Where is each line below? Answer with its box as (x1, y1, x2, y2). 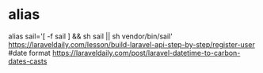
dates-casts (8, 57, 48, 66)
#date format (8, 48, 51, 57)
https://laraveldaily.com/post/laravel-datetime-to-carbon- (52, 48, 241, 57)
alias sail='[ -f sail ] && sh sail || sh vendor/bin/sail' (8, 31, 173, 41)
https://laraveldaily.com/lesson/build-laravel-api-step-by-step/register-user (8, 39, 255, 49)
